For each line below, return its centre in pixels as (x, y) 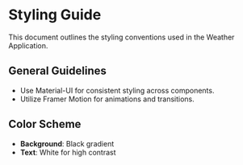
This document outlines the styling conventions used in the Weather (121, 37)
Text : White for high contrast (68, 152)
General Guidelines (57, 71)
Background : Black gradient (67, 143)
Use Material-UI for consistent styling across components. (117, 90)
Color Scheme (45, 124)
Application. (28, 45)
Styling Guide (55, 15)
